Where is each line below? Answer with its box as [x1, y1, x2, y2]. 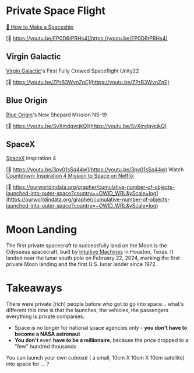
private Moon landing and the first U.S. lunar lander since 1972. [6, 261, 157, 268]
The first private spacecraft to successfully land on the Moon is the [6, 242, 167, 249]
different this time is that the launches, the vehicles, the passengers [6, 307, 169, 314]
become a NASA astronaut [14, 330, 80, 337]
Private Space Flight [6, 4, 106, 18]
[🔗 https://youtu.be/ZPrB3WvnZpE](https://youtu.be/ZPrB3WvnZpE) [6, 78, 170, 85]
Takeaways [6, 281, 62, 295]
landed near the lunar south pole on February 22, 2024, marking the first [6, 254, 180, 261]
